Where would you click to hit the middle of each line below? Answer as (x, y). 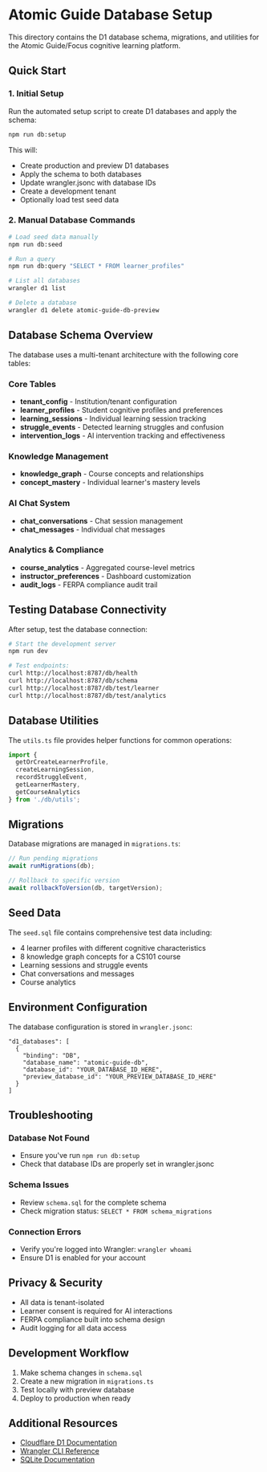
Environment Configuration (78, 1007)
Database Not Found (49, 1138)
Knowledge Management (59, 456)
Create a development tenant (68, 191)
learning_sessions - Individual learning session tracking (113, 418)
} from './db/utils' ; (44, 799)
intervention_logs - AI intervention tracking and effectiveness (123, 435)
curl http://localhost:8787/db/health (73, 673)
